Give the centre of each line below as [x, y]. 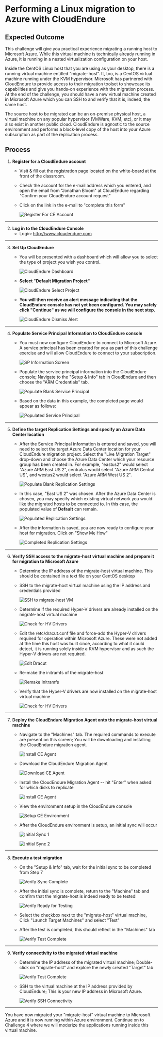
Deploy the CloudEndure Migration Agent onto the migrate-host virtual [85, 720]
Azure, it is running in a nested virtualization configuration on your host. [77, 59]
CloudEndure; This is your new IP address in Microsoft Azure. [81, 991]
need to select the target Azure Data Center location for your [80, 449]
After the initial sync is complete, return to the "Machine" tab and [84, 891]
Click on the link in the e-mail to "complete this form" [72, 205]
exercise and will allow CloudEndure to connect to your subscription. [88, 353]
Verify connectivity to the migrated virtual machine [65, 953]
